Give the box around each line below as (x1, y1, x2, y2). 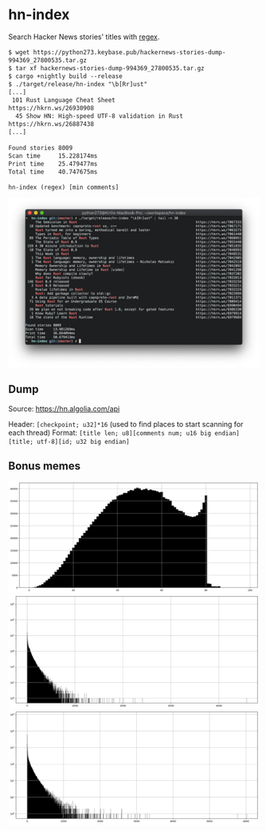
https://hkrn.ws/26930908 (8, 104, 94, 112)
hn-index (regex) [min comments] (8, 183, 119, 191)
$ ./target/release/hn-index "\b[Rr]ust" (8, 80, 148, 88)
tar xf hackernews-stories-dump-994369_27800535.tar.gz (15, 64, 205, 73)
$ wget (8, 48, 30, 57)
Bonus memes (8, 460, 81, 473)
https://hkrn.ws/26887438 (8, 120, 94, 128)
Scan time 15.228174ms (8, 151, 98, 160)
